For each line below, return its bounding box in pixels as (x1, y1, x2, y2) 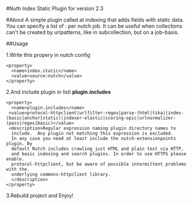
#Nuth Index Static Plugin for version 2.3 (6, 5, 104, 12)
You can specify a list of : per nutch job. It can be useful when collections (6, 23, 183, 29)
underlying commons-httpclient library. (11, 172, 111, 177)
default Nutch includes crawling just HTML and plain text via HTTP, (11, 146, 184, 152)
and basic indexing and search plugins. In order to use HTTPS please (11, 151, 187, 157)
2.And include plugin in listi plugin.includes (6, 88, 111, 95)
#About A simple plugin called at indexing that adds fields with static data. (6, 16, 184, 23)
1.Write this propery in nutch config (6, 52, 90, 58)
